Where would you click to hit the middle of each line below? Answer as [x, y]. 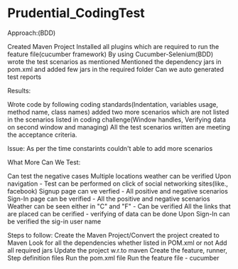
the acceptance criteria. [42, 134]
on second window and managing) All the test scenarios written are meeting [119, 127]
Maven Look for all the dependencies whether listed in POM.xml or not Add [117, 243]
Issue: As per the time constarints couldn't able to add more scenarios [110, 148]
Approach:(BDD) [32, 33]
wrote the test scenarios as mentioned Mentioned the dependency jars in [114, 61]
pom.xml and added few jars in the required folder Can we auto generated [115, 69]
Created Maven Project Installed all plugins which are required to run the [113, 46]
